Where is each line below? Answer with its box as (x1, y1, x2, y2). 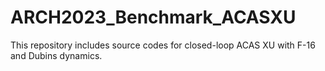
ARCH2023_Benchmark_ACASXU (10, 6, 297, 29)
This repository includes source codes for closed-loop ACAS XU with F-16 (10, 39, 316, 51)
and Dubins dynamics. (10, 49, 103, 61)
